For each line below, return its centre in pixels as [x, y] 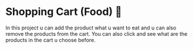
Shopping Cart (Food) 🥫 [64, 12]
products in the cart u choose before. [51, 40]
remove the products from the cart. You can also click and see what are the [97, 33]
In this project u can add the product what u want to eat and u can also [91, 28]
